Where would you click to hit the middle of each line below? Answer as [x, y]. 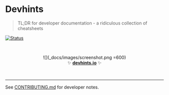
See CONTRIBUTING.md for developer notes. [52, 87]
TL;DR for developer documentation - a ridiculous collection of [82, 23]
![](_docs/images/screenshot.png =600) [84, 57]
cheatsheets [30, 28]
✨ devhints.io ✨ [84, 62]
